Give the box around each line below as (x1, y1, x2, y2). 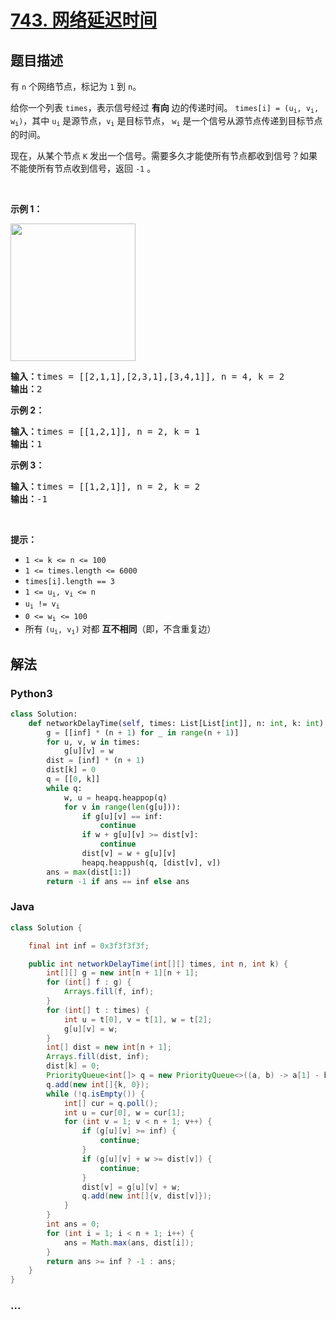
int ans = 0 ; (46, 1219, 101, 1230)
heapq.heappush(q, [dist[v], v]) (81, 857, 222, 868)
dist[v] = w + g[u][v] (81, 849, 177, 859)
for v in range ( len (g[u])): (63, 802, 182, 812)
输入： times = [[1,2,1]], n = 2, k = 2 (10, 481, 201, 492)
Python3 (10, 686, 53, 700)
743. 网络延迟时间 (10, 9, 158, 32)
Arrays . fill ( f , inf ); (63, 987, 155, 997)
